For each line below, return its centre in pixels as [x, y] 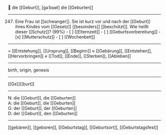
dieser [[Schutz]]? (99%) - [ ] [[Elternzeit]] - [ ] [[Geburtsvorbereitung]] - [88, 32]
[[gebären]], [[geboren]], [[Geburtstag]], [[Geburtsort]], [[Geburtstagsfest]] [83, 127]
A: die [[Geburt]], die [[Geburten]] [42, 103]
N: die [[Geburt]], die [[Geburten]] [42, 98]
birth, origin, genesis [29, 70]
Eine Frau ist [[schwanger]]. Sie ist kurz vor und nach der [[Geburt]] [83, 21]
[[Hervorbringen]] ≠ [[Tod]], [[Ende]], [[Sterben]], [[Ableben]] [69, 56]
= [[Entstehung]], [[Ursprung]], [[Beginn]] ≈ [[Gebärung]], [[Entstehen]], [80, 51]
